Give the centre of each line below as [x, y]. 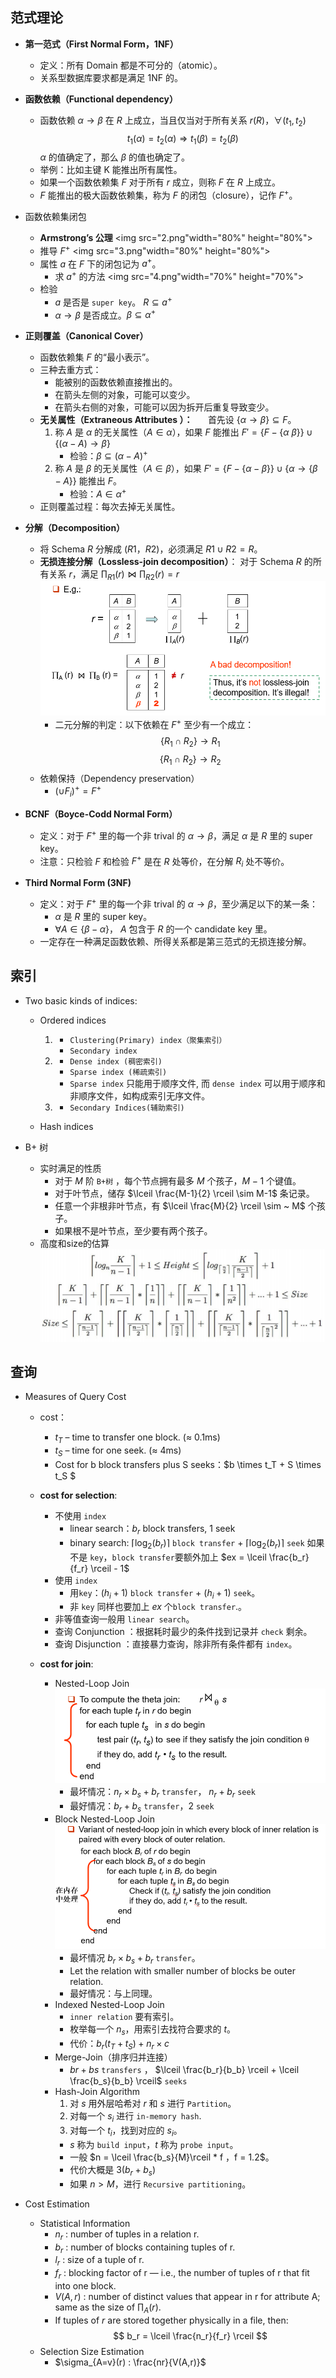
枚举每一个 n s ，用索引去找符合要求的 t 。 [153, 2030]
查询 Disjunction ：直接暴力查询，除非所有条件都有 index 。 [176, 1644]
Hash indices [66, 1126]
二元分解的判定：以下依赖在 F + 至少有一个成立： [154, 724]
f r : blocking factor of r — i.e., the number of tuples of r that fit [182, 2274]
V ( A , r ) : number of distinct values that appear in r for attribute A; [187, 2297]
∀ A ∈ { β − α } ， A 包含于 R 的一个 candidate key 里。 [163, 929]
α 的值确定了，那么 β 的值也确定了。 [115, 157]
